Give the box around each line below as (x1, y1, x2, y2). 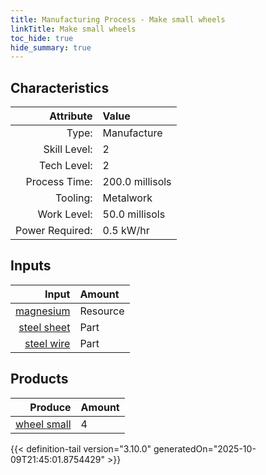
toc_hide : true (10, 33, 74, 43)
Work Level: (37, 207, 93, 221)
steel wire (24, 336, 71, 350)
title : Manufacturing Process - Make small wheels (10, 14, 226, 25)
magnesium (15, 304, 71, 318)
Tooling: (55, 191, 93, 205)
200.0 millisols (102, 175, 172, 189)
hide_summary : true (10, 42, 92, 53)
